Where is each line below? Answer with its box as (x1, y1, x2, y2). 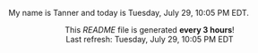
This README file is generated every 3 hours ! (64, 25, 235, 34)
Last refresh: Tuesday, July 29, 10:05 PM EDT (65, 34, 234, 44)
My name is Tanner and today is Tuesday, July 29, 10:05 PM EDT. (8, 8, 250, 18)
